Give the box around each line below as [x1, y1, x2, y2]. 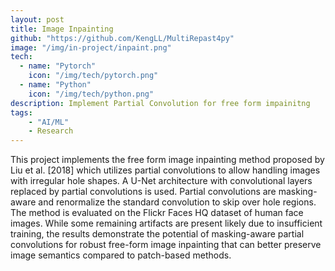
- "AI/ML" [28, 117, 70, 127]
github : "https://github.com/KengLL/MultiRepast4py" [10, 33, 235, 43]
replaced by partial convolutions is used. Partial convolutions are [10, 186, 277, 198]
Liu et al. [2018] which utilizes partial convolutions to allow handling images [10, 164, 321, 176]
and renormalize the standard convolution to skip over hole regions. [38, 196, 317, 208]
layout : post [10, 14, 65, 25]
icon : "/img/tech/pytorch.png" [28, 71, 159, 81]
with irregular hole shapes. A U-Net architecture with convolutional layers [10, 175, 313, 187]
